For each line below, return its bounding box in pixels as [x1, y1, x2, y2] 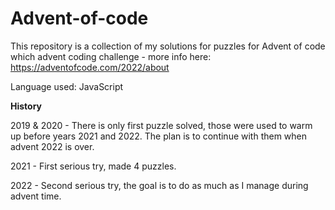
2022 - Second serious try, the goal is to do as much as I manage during [10, 179, 309, 191]
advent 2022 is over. [10, 140, 95, 152]
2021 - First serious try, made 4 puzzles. [10, 160, 177, 172]
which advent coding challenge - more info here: [10, 50, 212, 62]
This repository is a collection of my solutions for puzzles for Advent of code [10, 40, 326, 52]
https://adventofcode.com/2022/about [10, 61, 170, 73]
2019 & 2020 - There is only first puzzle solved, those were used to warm [10, 119, 313, 131]
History [10, 100, 43, 112]
